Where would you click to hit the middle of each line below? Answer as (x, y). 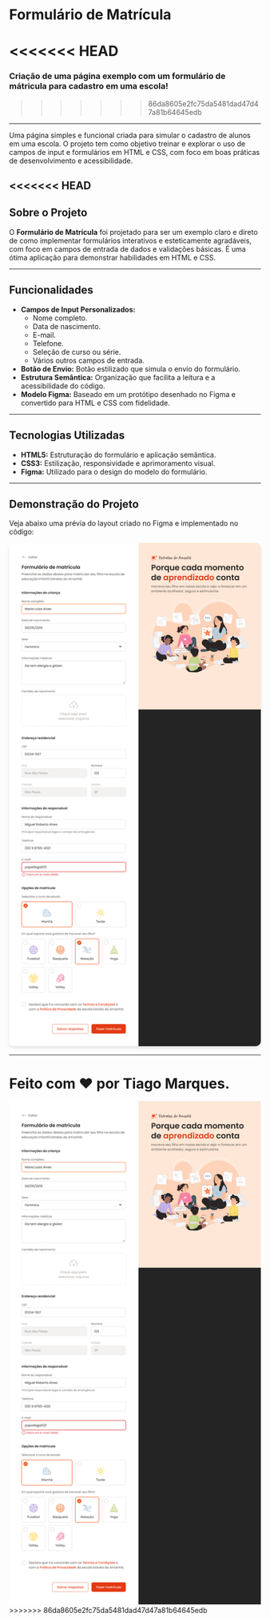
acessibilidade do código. (63, 386)
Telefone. (48, 343)
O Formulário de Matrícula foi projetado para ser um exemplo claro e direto (133, 232)
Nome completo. (60, 318)
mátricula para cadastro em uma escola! (89, 86)
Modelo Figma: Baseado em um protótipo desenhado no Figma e (128, 394)
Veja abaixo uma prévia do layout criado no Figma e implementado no (124, 523)
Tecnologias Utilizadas (67, 436)
